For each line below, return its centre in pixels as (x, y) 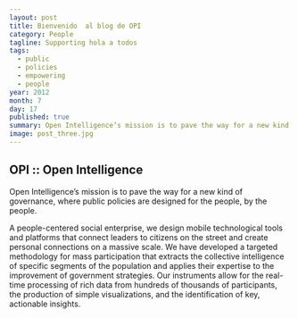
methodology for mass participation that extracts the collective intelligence (147, 256)
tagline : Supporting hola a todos (74, 42)
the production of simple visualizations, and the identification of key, (135, 294)
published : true (39, 117)
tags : (19, 51)
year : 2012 (29, 92)
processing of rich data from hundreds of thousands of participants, (153, 285)
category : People (41, 34)
